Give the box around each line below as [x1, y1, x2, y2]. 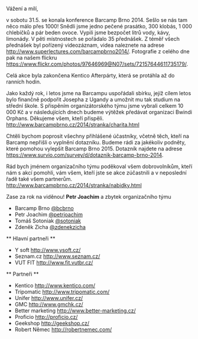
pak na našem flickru [6, 54, 57, 61]
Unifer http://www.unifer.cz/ [14, 295, 83, 301]
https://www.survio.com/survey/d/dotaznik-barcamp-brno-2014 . [6, 151, 164, 159]
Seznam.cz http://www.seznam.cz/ [14, 253, 100, 260]
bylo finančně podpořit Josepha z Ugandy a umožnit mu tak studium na [6, 96, 180, 103]
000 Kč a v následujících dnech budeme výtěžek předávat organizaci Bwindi [6, 109, 192, 115]
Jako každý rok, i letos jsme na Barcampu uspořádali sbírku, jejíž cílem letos [6, 90, 191, 96]
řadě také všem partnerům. [6, 176, 73, 182]
